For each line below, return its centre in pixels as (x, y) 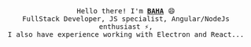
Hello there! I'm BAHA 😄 (126, 11)
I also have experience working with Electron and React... (126, 34)
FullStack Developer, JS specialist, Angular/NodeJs (126, 19)
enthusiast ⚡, (126, 27)
